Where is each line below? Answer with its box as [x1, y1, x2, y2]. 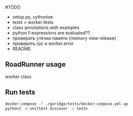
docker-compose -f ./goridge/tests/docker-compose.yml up [5, 101, 128, 106]
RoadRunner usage [5, 60, 66, 69]
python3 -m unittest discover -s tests [5, 106, 88, 111]
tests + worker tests [12, 19, 54, 25]
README [12, 46, 31, 51]
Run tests [5, 88, 35, 96]
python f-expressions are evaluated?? [12, 30, 90, 35]
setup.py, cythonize [12, 14, 53, 19]
